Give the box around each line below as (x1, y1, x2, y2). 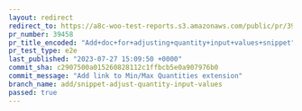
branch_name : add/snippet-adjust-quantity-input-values (8, 80, 223, 89)
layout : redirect (8, 13, 74, 22)
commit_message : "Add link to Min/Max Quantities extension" (8, 72, 243, 81)
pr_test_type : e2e (8, 47, 78, 55)
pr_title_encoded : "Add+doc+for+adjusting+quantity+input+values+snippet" (8, 38, 296, 47)
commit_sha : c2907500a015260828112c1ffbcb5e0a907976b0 (8, 64, 219, 73)
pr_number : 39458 (8, 30, 74, 38)
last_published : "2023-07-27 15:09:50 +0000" (8, 55, 182, 64)
